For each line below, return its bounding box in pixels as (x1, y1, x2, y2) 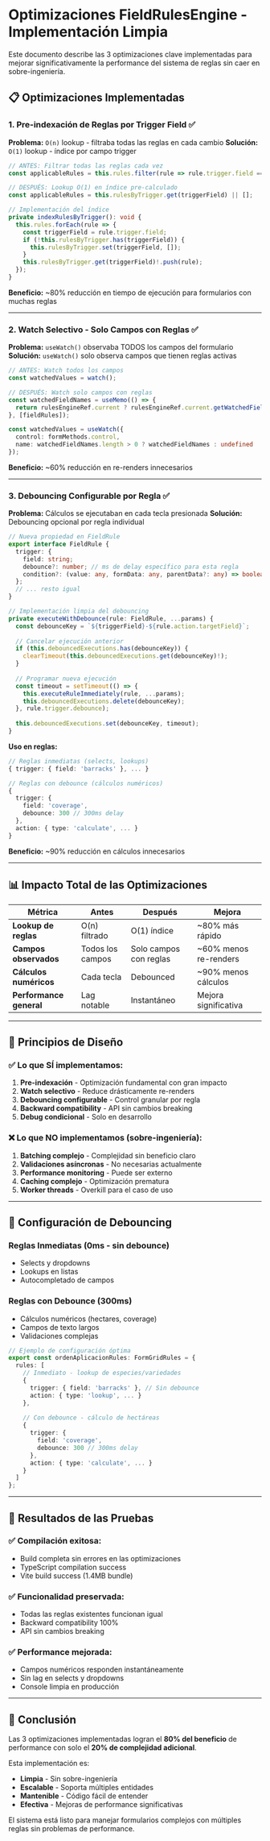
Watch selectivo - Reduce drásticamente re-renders (19, 1087, 195, 1096)
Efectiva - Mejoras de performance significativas (19, 1800, 183, 1810)
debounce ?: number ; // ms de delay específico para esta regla (22, 563, 239, 571)
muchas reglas (8, 296, 58, 305)
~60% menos (196, 943, 249, 954)
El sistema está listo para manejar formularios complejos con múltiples (8, 1815, 242, 1825)
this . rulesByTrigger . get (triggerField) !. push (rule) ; (22, 258, 203, 267)
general (12, 999, 43, 1011)
